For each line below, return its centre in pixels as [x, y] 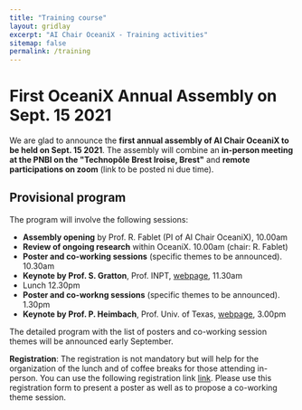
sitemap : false [38, 43]
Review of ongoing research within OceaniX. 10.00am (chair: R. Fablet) [155, 246]
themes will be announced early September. [91, 341]
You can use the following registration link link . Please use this [156, 377]
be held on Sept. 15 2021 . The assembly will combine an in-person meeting [151, 150]
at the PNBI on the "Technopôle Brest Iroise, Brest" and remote [130, 160]
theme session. [38, 397]
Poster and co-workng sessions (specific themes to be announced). [151, 294]
